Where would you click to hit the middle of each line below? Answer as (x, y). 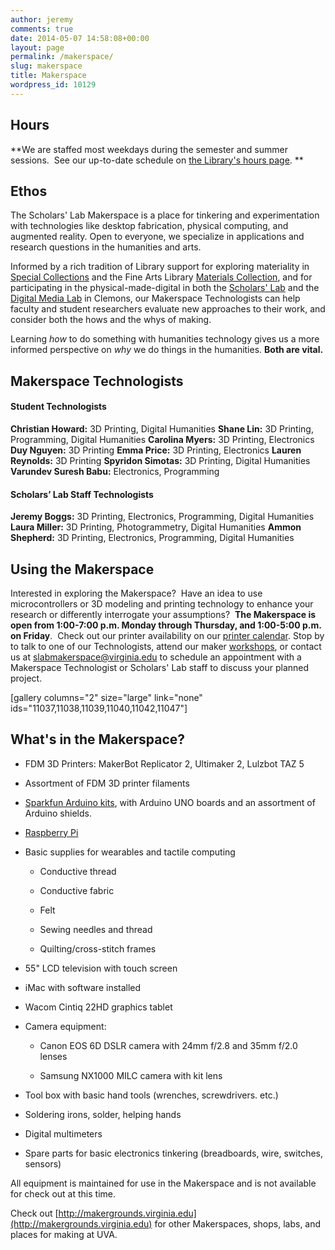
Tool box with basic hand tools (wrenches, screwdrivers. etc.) (151, 1095)
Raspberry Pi (51, 832)
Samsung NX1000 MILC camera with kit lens (131, 1075)
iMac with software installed (83, 987)
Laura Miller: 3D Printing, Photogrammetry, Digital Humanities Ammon (156, 527)
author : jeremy (42, 19)
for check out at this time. (63, 1193)
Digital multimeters (63, 1133)
